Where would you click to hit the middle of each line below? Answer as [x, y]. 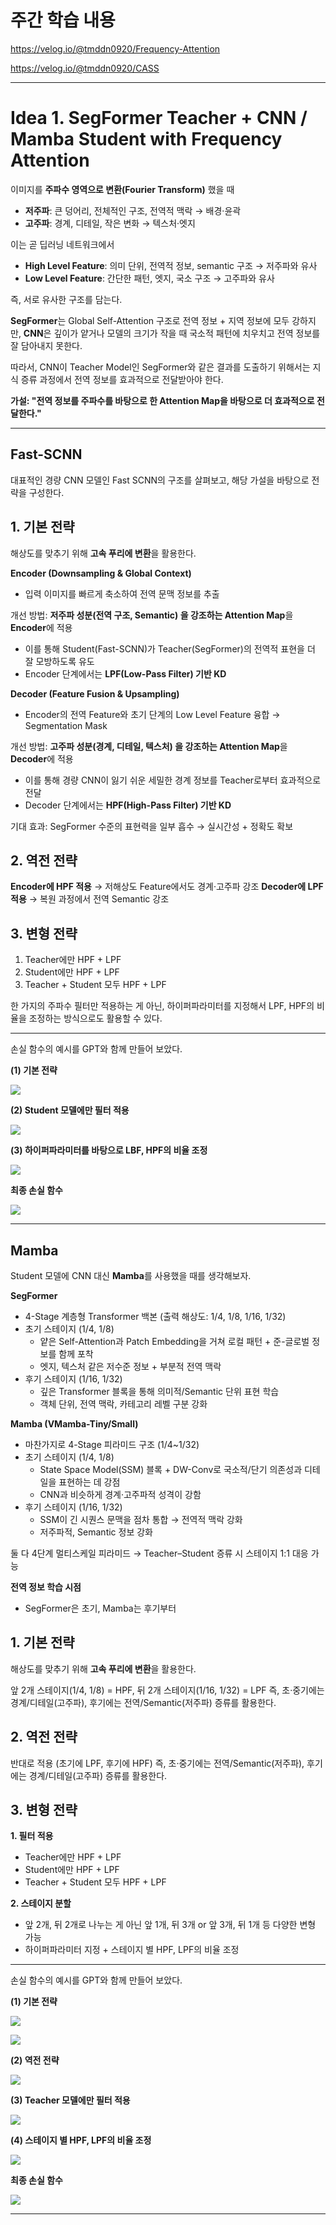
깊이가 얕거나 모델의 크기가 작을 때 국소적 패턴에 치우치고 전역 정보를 [187, 333]
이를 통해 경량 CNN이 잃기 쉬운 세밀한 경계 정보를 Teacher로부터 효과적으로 [173, 780]
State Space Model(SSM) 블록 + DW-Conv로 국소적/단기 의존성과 [171, 1469]
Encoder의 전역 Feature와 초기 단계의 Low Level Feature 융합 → [152, 714]
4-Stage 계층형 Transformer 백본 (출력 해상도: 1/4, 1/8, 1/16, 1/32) [155, 1316]
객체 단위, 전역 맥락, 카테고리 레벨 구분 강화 [123, 1403]
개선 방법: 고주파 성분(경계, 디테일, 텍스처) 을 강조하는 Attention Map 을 [149, 746]
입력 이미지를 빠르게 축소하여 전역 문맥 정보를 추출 [122, 593]
